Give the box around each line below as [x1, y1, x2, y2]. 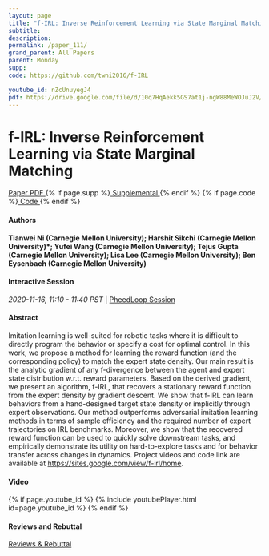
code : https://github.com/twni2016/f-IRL [8, 71, 149, 79]
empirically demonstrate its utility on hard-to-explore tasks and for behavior [8, 441, 259, 451]
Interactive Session [8, 277, 74, 287]
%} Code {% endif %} [8, 197, 81, 207]
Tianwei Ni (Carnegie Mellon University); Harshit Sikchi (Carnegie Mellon [8, 233, 256, 243]
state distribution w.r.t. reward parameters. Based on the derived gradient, [8, 373, 252, 383]
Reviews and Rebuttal [8, 522, 82, 531]
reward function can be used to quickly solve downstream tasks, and [8, 433, 236, 442]
